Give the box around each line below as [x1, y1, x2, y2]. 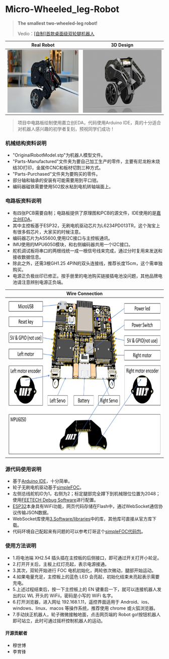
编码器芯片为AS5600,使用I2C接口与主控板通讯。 [12, 235, 113, 241]
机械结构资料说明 [5, 140, 47, 147]
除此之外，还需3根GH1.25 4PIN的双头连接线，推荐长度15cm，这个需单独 [12, 260, 163, 266]
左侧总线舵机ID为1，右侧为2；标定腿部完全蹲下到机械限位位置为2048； [12, 491, 160, 497]
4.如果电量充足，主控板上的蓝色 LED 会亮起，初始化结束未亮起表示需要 [12, 573, 160, 579]
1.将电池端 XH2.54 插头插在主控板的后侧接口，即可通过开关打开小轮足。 [12, 555, 162, 561]
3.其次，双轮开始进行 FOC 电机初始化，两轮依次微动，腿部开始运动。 [12, 567, 156, 573]
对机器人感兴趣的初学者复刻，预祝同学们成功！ [17, 126, 115, 132]
